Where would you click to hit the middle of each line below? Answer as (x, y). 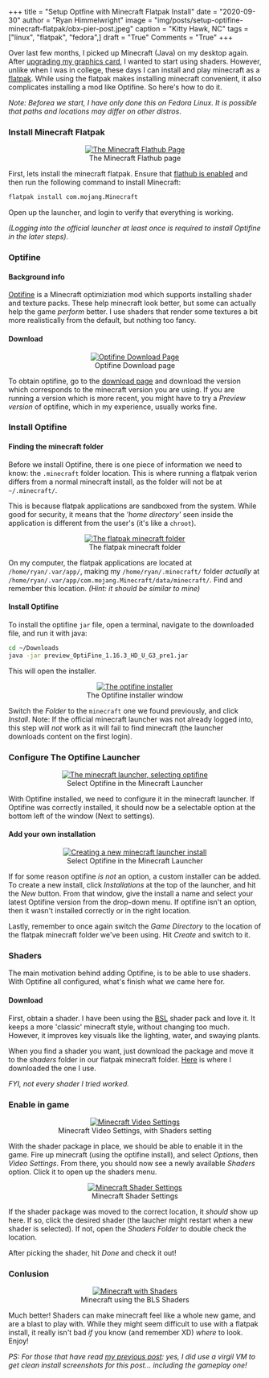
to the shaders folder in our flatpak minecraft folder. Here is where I (120, 1059)
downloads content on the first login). (70, 736)
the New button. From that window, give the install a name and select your (131, 894)
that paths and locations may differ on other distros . (95, 111)
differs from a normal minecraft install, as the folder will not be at (115, 482)
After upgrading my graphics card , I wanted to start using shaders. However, (135, 61)
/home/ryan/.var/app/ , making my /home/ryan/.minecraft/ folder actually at (134, 571)
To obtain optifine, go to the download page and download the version (124, 381)
